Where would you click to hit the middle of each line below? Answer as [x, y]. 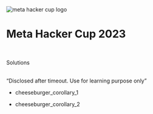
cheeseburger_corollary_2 [47, 104]
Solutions [18, 62]
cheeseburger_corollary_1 [47, 92]
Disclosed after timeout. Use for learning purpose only [76, 81]
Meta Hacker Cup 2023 [66, 34]
